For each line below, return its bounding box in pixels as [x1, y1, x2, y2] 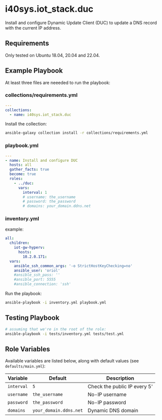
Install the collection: [5, 121, 47, 127]
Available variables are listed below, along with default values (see [5, 358, 139, 364]
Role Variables [5, 345, 50, 353]
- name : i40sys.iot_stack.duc [9, 112, 71, 117]
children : [9, 240, 29, 245]
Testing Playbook [5, 314, 60, 322]
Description [106, 375, 135, 382]
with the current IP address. [5, 25, 61, 30]
